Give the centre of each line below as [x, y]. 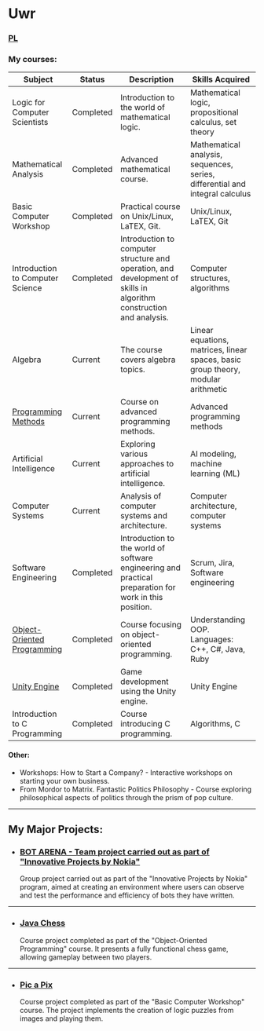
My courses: [33, 60]
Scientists [30, 122]
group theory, [215, 370]
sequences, [211, 164]
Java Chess [42, 923]
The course [141, 350]
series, [202, 174]
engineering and [150, 568]
